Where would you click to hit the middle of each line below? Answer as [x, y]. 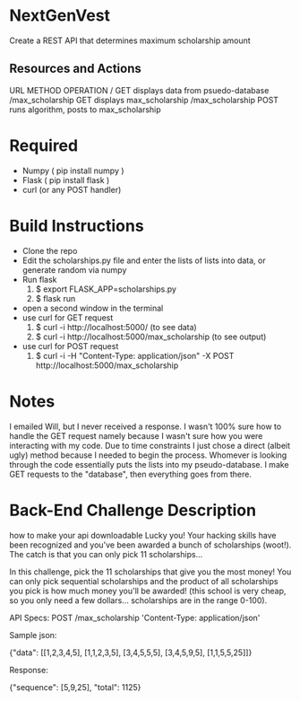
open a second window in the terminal [93, 308]
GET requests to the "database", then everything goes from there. [131, 474]
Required [44, 145]
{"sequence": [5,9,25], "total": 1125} [75, 687]
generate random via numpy [74, 269]
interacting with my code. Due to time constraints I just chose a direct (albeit [150, 445]
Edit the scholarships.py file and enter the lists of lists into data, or [144, 260]
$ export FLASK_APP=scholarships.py [106, 289]
